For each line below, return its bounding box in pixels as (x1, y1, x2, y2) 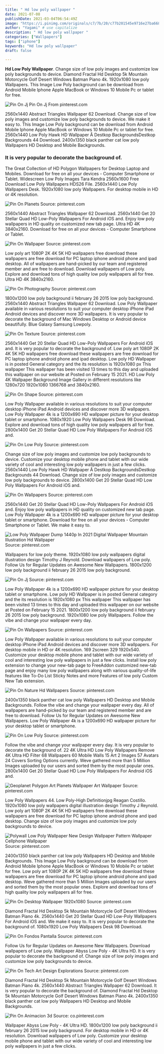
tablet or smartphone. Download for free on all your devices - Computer (5, 517, 150, 523)
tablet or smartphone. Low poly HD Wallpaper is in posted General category (5, 591, 158, 597)
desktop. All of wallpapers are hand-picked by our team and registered (5, 261, 147, 266)
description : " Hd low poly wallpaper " (5, 30, 89, 35)
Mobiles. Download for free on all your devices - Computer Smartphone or (5, 170, 155, 176)
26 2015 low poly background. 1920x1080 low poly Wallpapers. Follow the (5, 612, 154, 618)
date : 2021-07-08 (5, 12, 41, 17)
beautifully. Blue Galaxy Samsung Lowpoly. (5, 321, 92, 327)
